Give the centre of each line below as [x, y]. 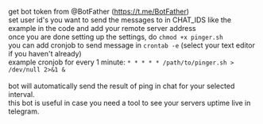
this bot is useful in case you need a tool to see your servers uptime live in [130, 103]
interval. [21, 94]
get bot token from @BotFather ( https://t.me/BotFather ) [99, 12]
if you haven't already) [45, 54]
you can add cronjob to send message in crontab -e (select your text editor [132, 45]
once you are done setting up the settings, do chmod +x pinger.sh [116, 37]
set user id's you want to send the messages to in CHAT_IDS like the [120, 20]
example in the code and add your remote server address [102, 28]
